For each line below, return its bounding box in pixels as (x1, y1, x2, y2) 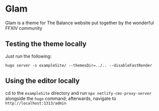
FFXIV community (5, 25, 43, 31)
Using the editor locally (5, 77, 80, 85)
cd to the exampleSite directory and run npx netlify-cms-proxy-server (5, 90, 152, 96)
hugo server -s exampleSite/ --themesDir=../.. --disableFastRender (5, 63, 152, 68)
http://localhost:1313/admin (5, 100, 67, 106)
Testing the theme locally (5, 40, 87, 48)
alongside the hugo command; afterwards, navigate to (5, 95, 117, 101)
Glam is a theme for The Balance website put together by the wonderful (5, 20, 154, 26)
